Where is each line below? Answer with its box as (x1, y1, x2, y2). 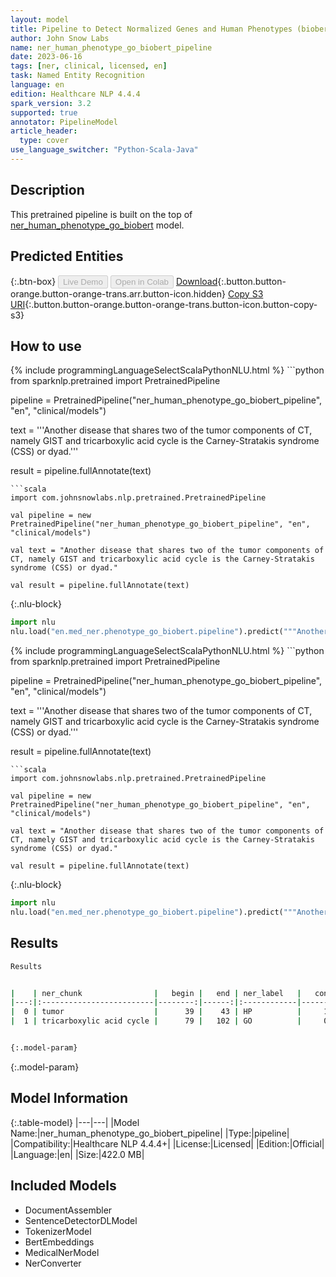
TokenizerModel (24, 1225, 92, 1237)
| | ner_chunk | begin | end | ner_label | (10, 988, 302, 998)
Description (10, 182, 85, 199)
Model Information (10, 1090, 129, 1107)
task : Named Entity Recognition (10, 71, 145, 81)
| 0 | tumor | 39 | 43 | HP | (10, 1007, 302, 1017)
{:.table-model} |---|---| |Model (10, 1116, 140, 1128)
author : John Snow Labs (10, 33, 110, 43)
